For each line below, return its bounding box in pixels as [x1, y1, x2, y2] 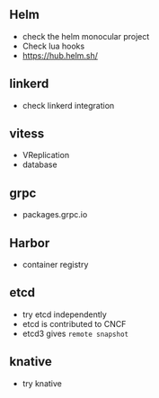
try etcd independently [22, 309, 108, 320]
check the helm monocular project [22, 31, 150, 41]
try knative [22, 377, 63, 389]
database [22, 159, 57, 170]
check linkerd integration [22, 100, 115, 111]
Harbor [9, 235, 50, 251]
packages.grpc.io [22, 209, 88, 220]
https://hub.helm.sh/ [22, 49, 99, 61]
